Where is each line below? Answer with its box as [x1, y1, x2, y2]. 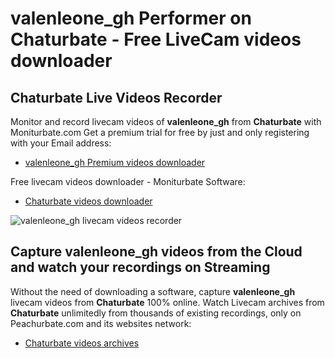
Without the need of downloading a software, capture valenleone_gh [10, 285, 296, 297]
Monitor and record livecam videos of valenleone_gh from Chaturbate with [10, 116, 322, 127]
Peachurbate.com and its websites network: [10, 317, 192, 329]
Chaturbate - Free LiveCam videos [10, 28, 302, 51]
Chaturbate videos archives [24, 337, 140, 349]
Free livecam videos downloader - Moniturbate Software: [10, 176, 246, 187]
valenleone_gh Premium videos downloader [24, 157, 206, 168]
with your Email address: [10, 137, 112, 149]
